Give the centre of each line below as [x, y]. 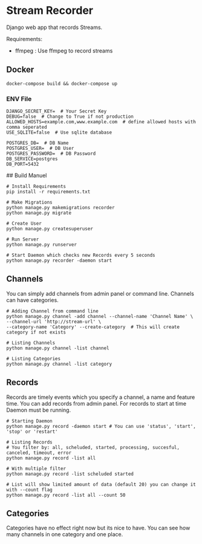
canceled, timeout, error [39, 453]
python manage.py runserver [42, 245]
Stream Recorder [50, 11]
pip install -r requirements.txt [48, 192]
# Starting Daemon [29, 421]
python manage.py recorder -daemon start [59, 261]
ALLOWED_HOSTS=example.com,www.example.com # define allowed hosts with [101, 122]
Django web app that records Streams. [54, 27]
